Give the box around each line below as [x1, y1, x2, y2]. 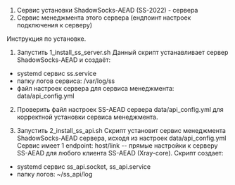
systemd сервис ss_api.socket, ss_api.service [16, 162, 151, 171]
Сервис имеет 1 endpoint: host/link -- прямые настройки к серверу [16, 141, 218, 150]
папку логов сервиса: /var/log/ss [16, 77, 115, 85]
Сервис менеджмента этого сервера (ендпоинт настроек [16, 13, 191, 22]
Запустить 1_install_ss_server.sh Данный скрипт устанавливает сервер [16, 49, 229, 56]
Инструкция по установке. [6, 34, 87, 43]
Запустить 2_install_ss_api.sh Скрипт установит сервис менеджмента [16, 127, 227, 134]
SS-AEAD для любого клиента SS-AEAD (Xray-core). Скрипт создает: [16, 149, 224, 157]
